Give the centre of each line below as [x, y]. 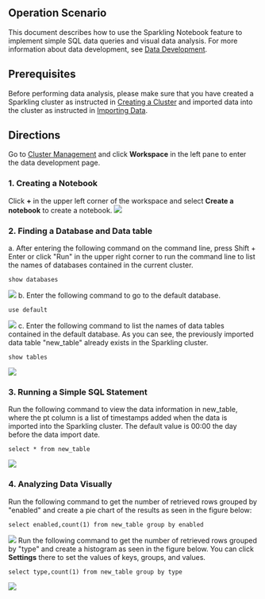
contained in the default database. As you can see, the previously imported [131, 334]
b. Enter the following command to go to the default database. [119, 296]
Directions [35, 136]
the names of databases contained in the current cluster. [101, 265]
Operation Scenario [58, 13]
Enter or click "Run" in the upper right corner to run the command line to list [132, 257]
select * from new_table [49, 449]
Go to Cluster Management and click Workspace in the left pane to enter [127, 154]
